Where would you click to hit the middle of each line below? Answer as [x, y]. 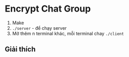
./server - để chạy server [39, 28]
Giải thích [20, 49]
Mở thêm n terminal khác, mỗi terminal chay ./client [68, 33]
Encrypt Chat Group [48, 9]
